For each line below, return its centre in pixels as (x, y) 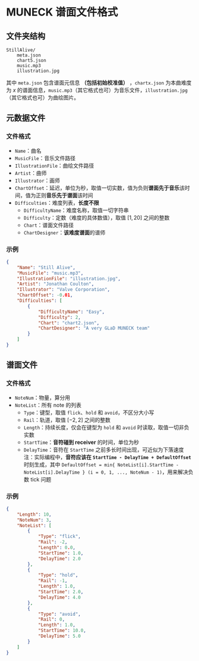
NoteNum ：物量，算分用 (42, 397)
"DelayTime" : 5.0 (59, 636)
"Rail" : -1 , (53, 581)
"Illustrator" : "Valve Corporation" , (64, 290)
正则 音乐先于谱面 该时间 (64, 195)
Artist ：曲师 (31, 173)
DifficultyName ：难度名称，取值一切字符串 (76, 210)
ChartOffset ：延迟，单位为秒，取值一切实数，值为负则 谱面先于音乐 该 (100, 187)
